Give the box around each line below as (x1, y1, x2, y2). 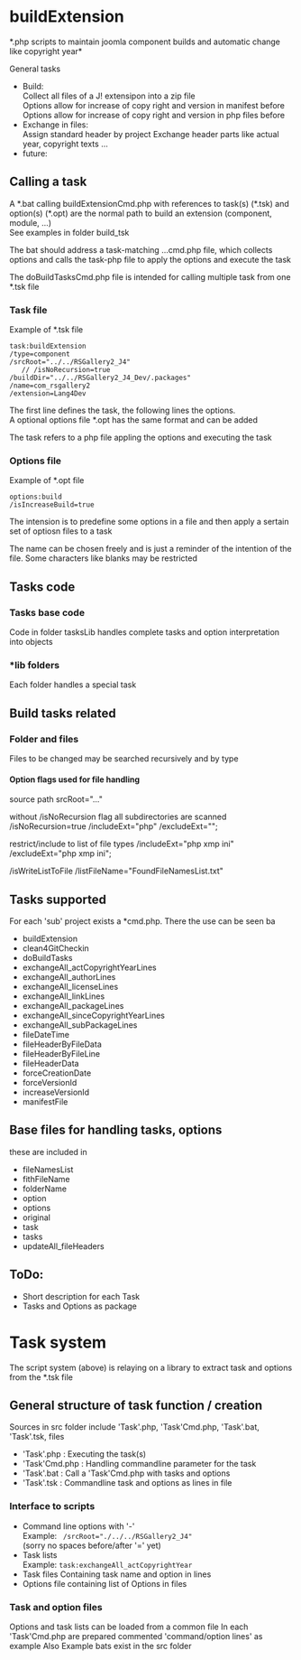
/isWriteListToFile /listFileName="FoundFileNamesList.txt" (9, 865, 223, 877)
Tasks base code (9, 606, 86, 619)
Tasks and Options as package (22, 1301, 138, 1311)
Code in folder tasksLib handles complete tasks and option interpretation (9, 627, 280, 638)
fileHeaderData (22, 1058, 79, 1069)
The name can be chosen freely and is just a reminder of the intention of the (9, 544, 292, 555)
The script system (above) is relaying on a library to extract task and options (9, 1362, 293, 1373)
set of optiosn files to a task (9, 526, 113, 536)
